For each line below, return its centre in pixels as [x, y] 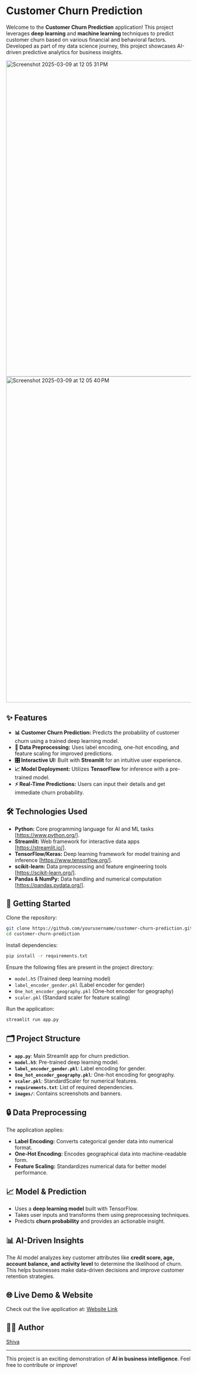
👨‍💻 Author [25, 1328]
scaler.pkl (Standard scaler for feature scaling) [72, 997]
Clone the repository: [32, 918]
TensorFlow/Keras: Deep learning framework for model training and [97, 854]
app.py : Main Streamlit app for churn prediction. [72, 1056]
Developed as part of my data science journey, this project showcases [91, 46]
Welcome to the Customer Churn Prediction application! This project [90, 27]
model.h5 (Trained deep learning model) [62, 979]
